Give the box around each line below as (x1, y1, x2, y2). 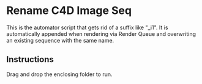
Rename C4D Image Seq (6, 4, 132, 18)
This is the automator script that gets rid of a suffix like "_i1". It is (6, 24, 168, 31)
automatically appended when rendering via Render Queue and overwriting (6, 30, 196, 37)
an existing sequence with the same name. (6, 37, 114, 44)
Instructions (6, 54, 54, 65)
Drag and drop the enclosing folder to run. (6, 71, 113, 78)
